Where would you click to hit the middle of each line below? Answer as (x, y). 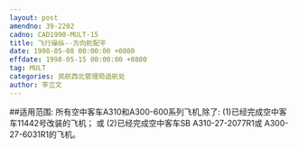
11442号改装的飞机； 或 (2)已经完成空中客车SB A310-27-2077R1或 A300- (153, 123)
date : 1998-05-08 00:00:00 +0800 (72, 51)
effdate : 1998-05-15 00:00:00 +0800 (78, 60)
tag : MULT (28, 69)
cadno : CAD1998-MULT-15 (54, 34)
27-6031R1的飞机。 (45, 134)
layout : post (34, 18)
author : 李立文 (36, 85)
